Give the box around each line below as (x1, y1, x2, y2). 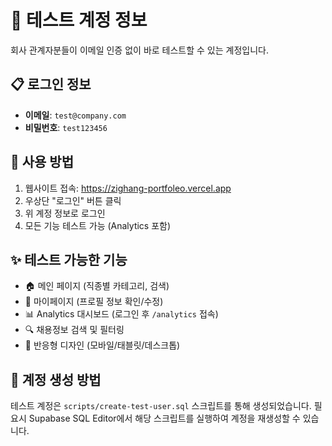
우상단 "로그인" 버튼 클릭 (24, 194, 122, 206)
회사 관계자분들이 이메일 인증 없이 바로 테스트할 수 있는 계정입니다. (10, 44, 269, 56)
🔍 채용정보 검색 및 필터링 (24, 324, 125, 336)
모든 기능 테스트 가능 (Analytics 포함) (24, 219, 172, 231)
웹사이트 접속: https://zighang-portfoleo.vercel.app (24, 182, 232, 194)
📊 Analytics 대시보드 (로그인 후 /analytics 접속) (24, 308, 219, 320)
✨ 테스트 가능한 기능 (10, 251, 128, 268)
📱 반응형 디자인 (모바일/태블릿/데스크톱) (24, 339, 181, 351)
